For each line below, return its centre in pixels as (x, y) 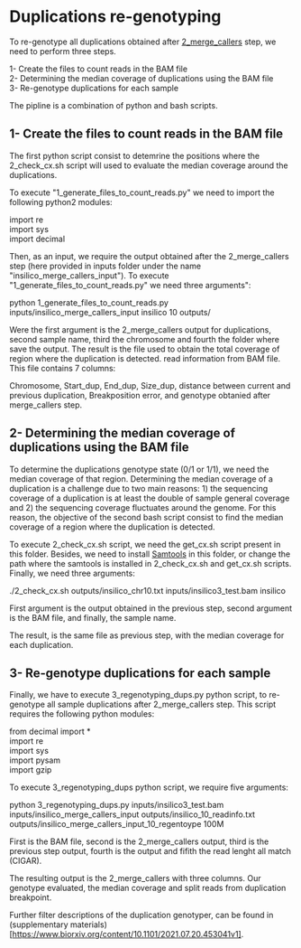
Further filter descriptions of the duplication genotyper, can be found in (141, 915)
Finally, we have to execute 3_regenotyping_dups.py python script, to (138, 695)
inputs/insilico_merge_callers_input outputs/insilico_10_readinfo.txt (132, 814)
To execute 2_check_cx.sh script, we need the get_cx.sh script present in (145, 544)
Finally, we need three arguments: (72, 573)
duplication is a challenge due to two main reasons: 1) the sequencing (139, 488)
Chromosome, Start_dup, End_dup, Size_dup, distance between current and (150, 385)
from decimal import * (50, 732)
